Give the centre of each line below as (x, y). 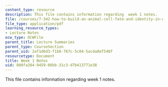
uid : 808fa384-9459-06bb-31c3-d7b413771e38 (51, 65)
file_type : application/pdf (34, 24)
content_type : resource (30, 10)
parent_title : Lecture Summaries (40, 42)
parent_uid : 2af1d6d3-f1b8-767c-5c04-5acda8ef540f (59, 51)
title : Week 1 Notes (27, 61)
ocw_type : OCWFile (24, 38)
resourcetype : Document (30, 56)
